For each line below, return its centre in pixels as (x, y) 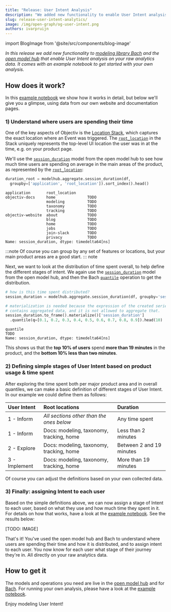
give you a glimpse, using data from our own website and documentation (82, 103)
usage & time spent (30, 373)
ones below (57, 422)
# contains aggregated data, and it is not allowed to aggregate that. (83, 311)
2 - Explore (22, 448)
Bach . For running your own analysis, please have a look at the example (80, 589)
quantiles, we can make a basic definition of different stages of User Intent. (84, 389)
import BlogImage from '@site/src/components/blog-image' (68, 43)
